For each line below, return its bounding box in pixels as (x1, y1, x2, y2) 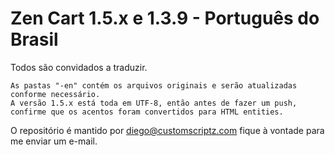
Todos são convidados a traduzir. (10, 61, 148, 73)
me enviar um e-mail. (10, 135, 98, 147)
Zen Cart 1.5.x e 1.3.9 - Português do (10, 7, 320, 30)
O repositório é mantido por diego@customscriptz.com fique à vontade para (10, 124, 325, 136)
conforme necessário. (10, 89, 101, 99)
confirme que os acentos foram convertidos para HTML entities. (10, 107, 284, 117)
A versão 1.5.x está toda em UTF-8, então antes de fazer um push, (10, 98, 298, 108)
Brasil (10, 28, 59, 51)
